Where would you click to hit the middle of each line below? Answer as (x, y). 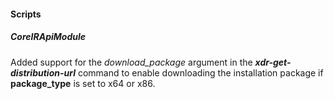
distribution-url (43, 72)
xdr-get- (273, 62)
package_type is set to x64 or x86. (83, 83)
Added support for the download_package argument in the (131, 62)
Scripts (26, 14)
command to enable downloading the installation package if (200, 72)
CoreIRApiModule (48, 37)
